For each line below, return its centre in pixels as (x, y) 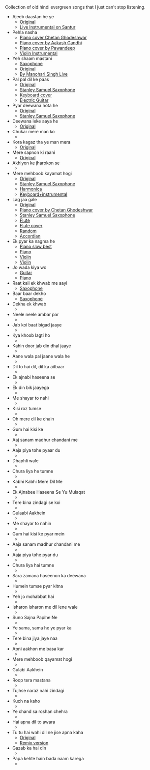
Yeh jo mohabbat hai (33, 596)
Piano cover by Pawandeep (47, 48)
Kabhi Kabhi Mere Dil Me (37, 482)
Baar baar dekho (29, 294)
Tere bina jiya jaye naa (35, 638)
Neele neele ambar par (35, 314)
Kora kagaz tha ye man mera (41, 142)
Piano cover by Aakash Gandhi (51, 43)
